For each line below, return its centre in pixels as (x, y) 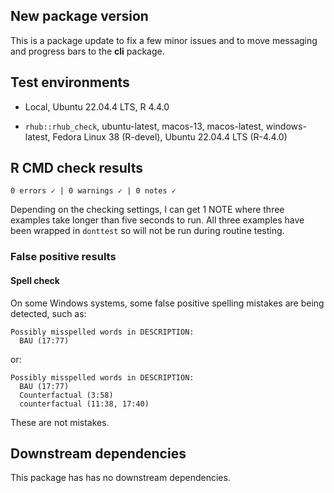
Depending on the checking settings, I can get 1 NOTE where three (147, 210)
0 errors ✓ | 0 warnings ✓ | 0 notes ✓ (93, 191)
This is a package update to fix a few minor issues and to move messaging (164, 40)
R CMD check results (77, 168)
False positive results (63, 257)
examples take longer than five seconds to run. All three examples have (157, 220)
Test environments (70, 82)
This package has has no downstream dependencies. (120, 478)
